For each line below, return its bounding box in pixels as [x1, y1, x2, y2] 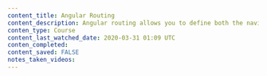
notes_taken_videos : [7, 56, 77, 64]
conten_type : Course [7, 26, 77, 34]
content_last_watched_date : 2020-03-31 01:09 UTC [7, 33, 176, 42]
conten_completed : [7, 41, 69, 49]
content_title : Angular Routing [7, 11, 115, 20]
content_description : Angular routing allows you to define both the [7, 19, 244, 27]
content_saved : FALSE [7, 48, 80, 56]
